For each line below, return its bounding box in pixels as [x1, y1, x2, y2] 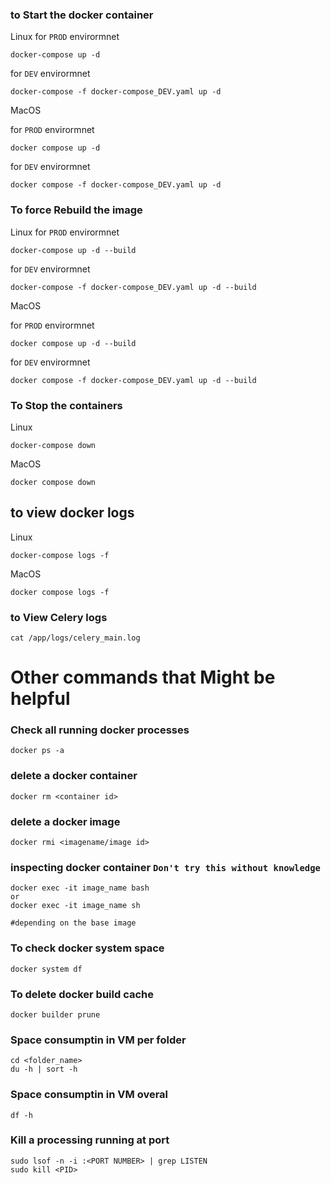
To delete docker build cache [10, 987, 154, 1001]
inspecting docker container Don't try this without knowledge [10, 861, 321, 874]
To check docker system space [10, 941, 165, 955]
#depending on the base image [10, 918, 137, 928]
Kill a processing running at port [10, 1133, 170, 1147]
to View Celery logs [10, 610, 108, 624]
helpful [10, 688, 71, 710]
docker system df [10, 964, 83, 974]
